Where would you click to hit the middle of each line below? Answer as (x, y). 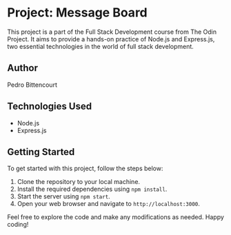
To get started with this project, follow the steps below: (85, 168)
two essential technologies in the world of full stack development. (101, 46)
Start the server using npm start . (63, 196)
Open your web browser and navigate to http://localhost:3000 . (108, 204)
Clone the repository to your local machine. (78, 182)
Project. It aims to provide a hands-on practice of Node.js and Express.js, (111, 39)
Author (22, 68)
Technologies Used (49, 106)
